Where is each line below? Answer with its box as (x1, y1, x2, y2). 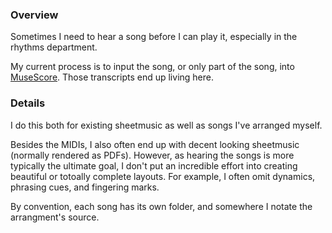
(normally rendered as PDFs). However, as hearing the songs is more (10, 149, 295, 161)
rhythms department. (10, 41, 98, 53)
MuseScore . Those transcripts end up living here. (10, 71, 214, 83)
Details (10, 96, 46, 110)
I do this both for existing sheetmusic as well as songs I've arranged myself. (10, 119, 323, 131)
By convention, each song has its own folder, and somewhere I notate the (10, 200, 313, 212)
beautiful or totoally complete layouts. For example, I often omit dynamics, (10, 170, 316, 182)
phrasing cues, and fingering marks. (10, 181, 160, 193)
